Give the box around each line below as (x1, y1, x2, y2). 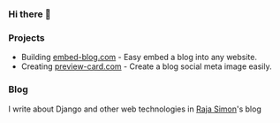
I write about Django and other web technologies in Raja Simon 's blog (8, 104, 261, 114)
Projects (8, 31, 45, 43)
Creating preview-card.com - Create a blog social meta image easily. (20, 61, 272, 72)
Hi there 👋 (8, 8, 52, 20)
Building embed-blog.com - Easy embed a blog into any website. (20, 52, 258, 63)
